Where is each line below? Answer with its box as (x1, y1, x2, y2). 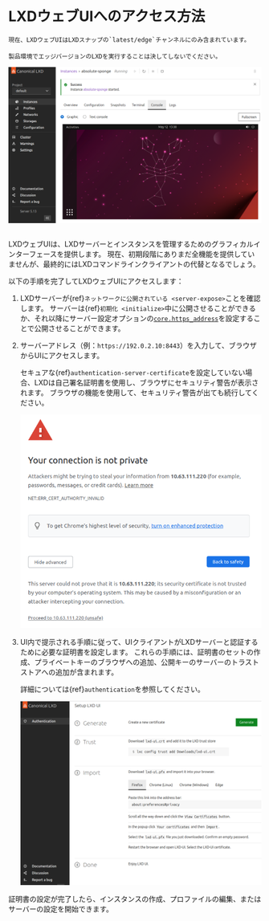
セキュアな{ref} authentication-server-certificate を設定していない (19, 368, 246, 377)
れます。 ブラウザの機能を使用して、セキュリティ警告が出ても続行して (19, 388, 252, 397)
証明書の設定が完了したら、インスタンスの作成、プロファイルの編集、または (8, 894, 262, 903)
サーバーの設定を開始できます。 (8, 904, 114, 914)
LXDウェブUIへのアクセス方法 (8, 7, 206, 26)
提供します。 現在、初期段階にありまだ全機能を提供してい (63, 250, 255, 259)
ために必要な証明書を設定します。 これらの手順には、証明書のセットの (19, 647, 255, 657)
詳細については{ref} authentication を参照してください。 (19, 684, 205, 695)
